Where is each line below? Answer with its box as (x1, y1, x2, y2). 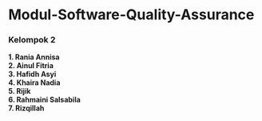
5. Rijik (8, 87, 31, 96)
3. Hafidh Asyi (8, 70, 57, 79)
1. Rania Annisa (8, 52, 60, 62)
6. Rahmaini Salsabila (8, 95, 81, 105)
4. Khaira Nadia (8, 78, 61, 87)
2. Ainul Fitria (8, 61, 54, 71)
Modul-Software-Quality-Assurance (8, 6, 255, 24)
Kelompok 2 (8, 34, 56, 46)
